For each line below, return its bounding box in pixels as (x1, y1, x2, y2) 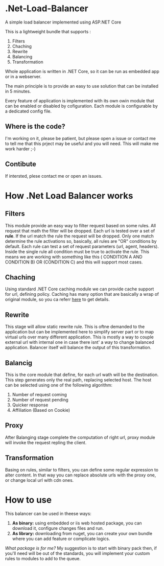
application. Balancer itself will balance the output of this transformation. (5, 345, 152, 351)
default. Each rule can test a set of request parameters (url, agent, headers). (5, 243, 159, 249)
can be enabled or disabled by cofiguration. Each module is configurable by (5, 103, 158, 109)
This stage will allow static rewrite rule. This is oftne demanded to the (5, 324, 145, 330)
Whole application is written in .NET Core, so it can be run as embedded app (5, 68, 160, 74)
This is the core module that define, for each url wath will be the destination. (5, 372, 159, 377)
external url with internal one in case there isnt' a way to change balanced (5, 339, 154, 345)
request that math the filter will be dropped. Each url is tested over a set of (5, 228, 155, 234)
